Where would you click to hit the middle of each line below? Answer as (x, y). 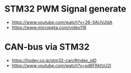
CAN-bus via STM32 (47, 47)
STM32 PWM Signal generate (65, 9)
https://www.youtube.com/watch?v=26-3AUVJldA (62, 22)
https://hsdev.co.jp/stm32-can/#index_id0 (54, 60)
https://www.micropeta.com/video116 (49, 27)
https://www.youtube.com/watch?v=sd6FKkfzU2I (61, 65)
